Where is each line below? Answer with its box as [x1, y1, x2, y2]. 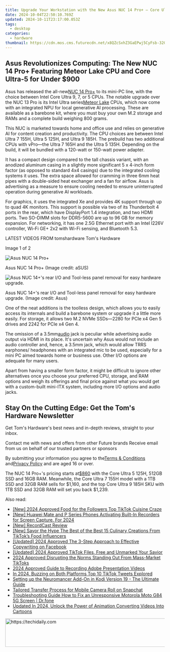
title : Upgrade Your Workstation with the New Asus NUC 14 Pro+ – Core [5, 7, 159, 13]
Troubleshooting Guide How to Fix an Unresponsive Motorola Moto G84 [12, 592, 162, 598]
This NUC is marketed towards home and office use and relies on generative [5, 125, 164, 131]
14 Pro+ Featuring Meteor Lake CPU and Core [5, 67, 151, 76]
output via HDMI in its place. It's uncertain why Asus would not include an [5, 336, 159, 342]
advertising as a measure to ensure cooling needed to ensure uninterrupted [5, 183, 163, 189]
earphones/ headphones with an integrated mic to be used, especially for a [5, 347, 162, 353]
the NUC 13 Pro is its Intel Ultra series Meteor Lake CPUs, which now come [5, 99, 160, 105]
